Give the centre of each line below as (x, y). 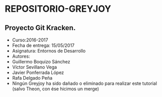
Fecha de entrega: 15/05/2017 (43, 45)
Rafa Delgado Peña (32, 78)
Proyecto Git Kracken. (40, 28)
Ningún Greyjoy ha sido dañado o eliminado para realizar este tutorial (85, 83)
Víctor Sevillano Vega (34, 67)
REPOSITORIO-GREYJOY (58, 9)
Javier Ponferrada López (38, 72)
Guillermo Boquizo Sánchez (41, 62)
